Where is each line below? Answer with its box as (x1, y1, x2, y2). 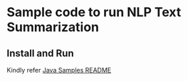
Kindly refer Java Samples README (6, 66, 112, 74)
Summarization (6, 19, 99, 35)
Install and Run (6, 47, 74, 59)
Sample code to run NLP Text (6, 4, 182, 20)
